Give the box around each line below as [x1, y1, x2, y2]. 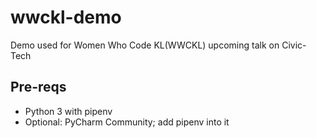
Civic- [281, 39, 307, 51]
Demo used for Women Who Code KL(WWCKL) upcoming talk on [10, 39, 280, 51]
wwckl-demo [10, 6, 122, 29]
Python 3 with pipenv [24, 105, 113, 117]
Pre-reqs [10, 79, 67, 96]
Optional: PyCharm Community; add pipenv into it [24, 116, 230, 128]
